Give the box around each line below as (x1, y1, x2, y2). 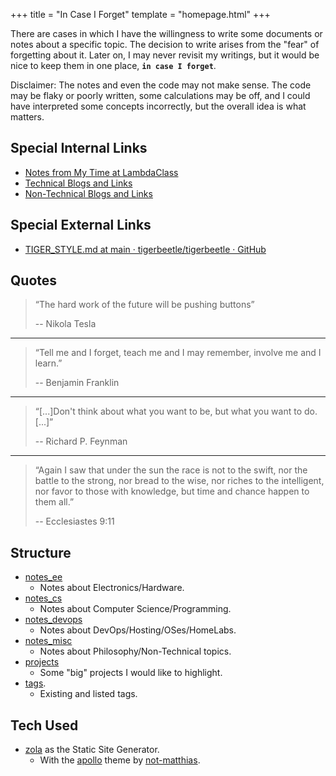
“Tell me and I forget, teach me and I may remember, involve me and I (34, 347, 322, 359)
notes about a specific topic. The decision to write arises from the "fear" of (10, 39, 320, 50)
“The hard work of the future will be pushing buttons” (34, 299, 255, 311)
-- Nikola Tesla (34, 318, 97, 330)
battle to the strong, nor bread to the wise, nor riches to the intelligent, (34, 475, 325, 487)
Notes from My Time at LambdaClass (24, 166, 179, 178)
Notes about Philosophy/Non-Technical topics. (39, 645, 232, 658)
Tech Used (10, 717, 79, 734)
